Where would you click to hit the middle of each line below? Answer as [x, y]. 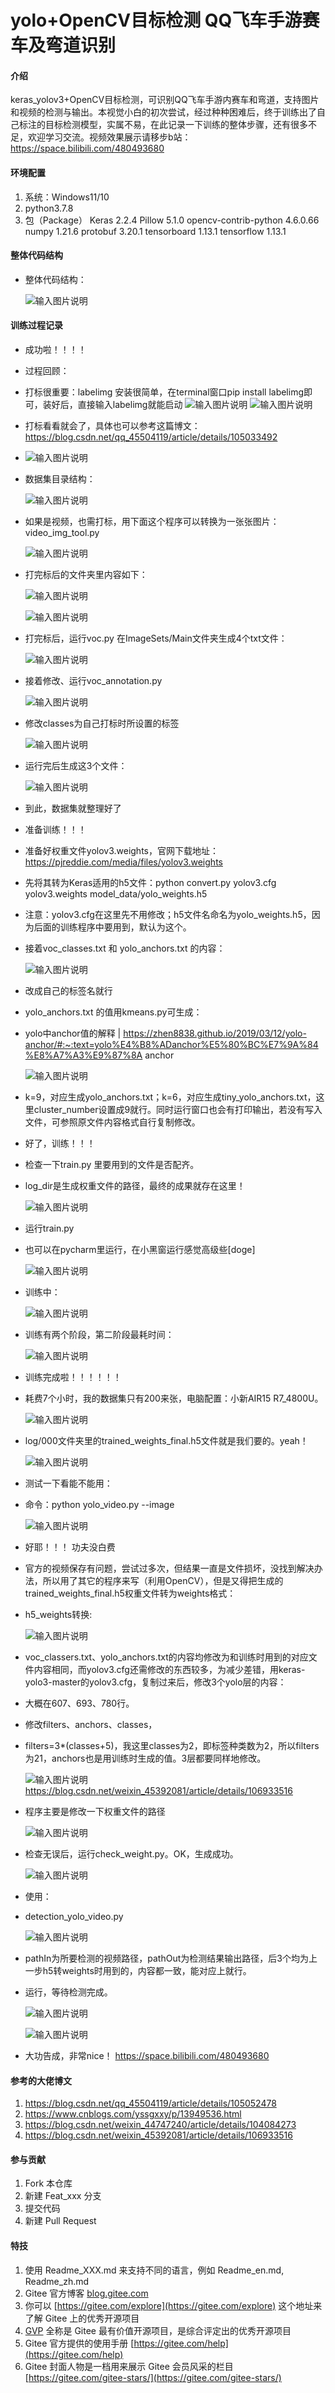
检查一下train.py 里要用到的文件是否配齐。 [112, 1164]
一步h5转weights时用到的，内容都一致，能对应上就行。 [138, 1970]
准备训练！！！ [55, 829]
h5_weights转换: [58, 1614]
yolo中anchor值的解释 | [73, 1033]
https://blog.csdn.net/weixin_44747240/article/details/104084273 [160, 2125]
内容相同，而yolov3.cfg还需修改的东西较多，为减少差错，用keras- [169, 1669]
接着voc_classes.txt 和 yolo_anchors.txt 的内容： [125, 948]
